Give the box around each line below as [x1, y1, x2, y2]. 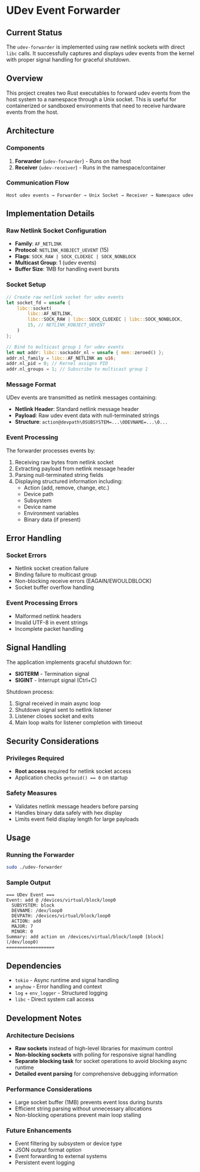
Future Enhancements [6, 1126, 72, 1135]
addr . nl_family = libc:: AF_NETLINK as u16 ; [6, 355, 116, 361]
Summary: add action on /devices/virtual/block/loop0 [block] [6, 934, 164, 940]
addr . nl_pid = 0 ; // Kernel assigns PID [6, 361, 109, 367]
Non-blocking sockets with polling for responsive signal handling [14, 1051, 177, 1058]
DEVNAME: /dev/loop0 [11, 908, 63, 914]
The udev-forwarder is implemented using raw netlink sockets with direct [6, 43, 185, 50]
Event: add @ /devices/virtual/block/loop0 [6, 897, 116, 904]
